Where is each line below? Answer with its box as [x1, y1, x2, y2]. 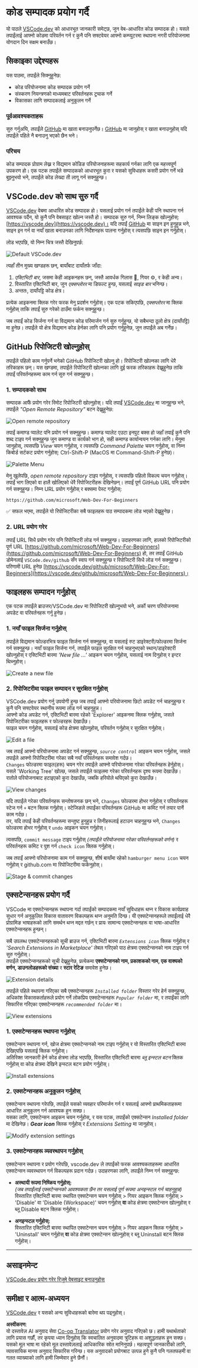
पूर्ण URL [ [6, 543, 27, 550]
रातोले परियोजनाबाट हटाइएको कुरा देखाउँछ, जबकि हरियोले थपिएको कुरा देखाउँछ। [6, 774, 157, 781]
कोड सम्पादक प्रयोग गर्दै [6, 5, 90, 19]
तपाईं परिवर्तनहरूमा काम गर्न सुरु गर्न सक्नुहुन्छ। [6, 371, 94, 378]
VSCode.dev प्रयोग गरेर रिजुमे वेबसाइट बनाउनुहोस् [6, 1276, 105, 1283]
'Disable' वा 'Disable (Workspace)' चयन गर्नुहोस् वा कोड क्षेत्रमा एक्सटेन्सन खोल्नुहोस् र [14, 1199, 191, 1206]
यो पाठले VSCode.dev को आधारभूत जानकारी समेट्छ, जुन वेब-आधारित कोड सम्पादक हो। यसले [6, 25, 190, 32]
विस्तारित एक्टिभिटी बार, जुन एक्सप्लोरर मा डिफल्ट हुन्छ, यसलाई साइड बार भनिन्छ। [14, 281, 168, 288]
